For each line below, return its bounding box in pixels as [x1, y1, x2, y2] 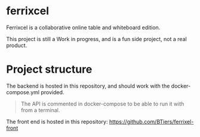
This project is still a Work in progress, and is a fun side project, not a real [6, 35, 187, 42]
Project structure [6, 63, 93, 76]
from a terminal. [20, 106, 60, 114]
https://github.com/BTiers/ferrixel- [109, 118, 194, 125]
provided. [41, 88, 64, 96]
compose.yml [6, 88, 40, 96]
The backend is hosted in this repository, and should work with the [6, 82, 170, 89]
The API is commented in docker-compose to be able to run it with [20, 100, 184, 107]
